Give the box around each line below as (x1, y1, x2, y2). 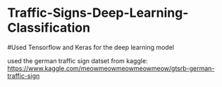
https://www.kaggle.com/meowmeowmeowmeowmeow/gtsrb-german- (7, 64, 215, 72)
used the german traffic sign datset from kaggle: (7, 56, 148, 65)
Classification (7, 20, 90, 36)
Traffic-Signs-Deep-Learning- (7, 5, 189, 21)
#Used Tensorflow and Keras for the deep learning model (7, 43, 175, 51)
